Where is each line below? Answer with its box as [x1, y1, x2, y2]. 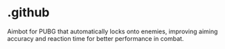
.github [7, 5, 50, 20]
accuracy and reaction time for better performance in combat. [7, 34, 184, 42]
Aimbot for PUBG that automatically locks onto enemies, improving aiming [7, 27, 218, 35]
